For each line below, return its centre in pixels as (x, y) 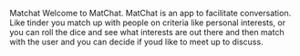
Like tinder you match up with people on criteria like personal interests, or (147, 23)
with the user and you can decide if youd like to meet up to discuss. (136, 42)
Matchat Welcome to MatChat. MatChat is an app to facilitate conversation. (150, 13)
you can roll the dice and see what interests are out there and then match (147, 32)
